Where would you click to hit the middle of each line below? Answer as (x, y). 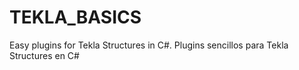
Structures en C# (44, 55)
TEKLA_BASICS (75, 17)
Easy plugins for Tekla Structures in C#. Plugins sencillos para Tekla (149, 45)
